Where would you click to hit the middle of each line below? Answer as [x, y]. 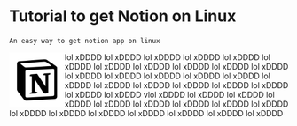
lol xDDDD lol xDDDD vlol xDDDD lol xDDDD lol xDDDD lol [170, 94]
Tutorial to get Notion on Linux [123, 16]
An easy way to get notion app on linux [85, 41]
